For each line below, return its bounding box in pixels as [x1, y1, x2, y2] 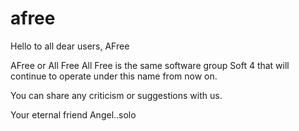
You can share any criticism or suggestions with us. [10, 89, 223, 101]
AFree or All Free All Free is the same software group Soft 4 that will [10, 59, 290, 71]
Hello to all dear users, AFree [10, 40, 130, 52]
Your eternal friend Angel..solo [10, 108, 137, 121]
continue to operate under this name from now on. [10, 70, 218, 82]
